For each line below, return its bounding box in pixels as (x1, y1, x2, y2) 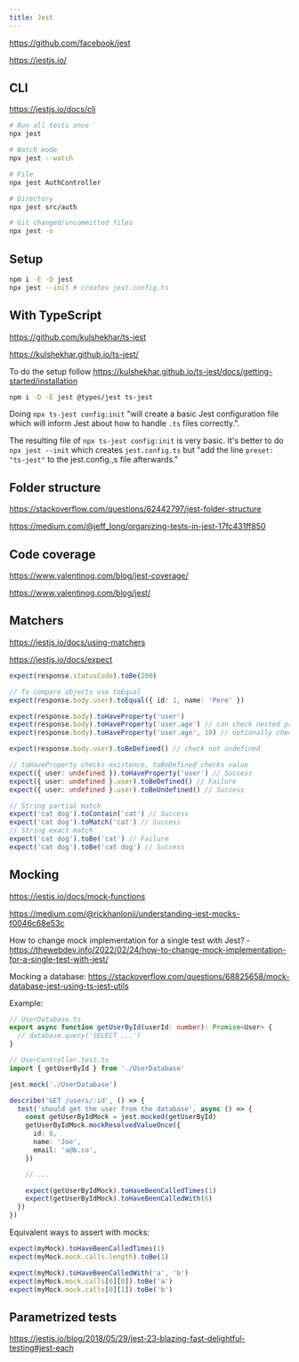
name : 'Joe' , (32, 1138, 82, 1147)
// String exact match (9, 826, 93, 835)
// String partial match (9, 802, 101, 810)
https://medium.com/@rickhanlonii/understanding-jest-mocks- (9, 908, 240, 919)
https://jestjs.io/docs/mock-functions (9, 891, 146, 901)
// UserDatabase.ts (9, 1015, 82, 1024)
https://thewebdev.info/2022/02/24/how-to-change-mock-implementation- (9, 944, 287, 955)
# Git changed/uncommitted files (9, 219, 133, 228)
